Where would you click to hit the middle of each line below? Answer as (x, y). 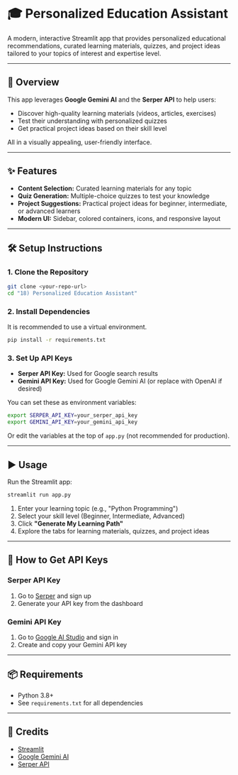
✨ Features (32, 171)
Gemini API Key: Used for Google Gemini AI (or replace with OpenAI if (120, 381)
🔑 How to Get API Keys (58, 560)
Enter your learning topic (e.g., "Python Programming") (98, 508)
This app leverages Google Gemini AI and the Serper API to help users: (112, 99)
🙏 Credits (28, 732)
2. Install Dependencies (49, 311)
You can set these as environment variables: (72, 403)
